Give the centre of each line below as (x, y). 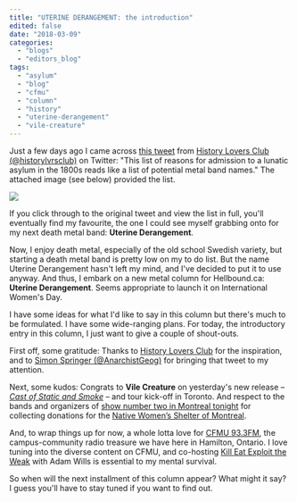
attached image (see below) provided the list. (92, 179)
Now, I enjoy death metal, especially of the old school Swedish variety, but (146, 250)
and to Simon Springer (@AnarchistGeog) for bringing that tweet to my (139, 360)
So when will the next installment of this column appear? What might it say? (148, 478)
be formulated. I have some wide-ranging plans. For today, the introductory (147, 324)
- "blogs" (35, 51)
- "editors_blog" (49, 59)
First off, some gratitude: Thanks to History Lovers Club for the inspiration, (146, 351)
